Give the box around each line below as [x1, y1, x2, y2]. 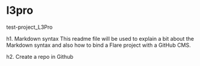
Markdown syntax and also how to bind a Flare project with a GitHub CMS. [6, 41, 191, 49]
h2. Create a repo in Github [6, 53, 73, 60]
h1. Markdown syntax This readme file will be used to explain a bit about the [6, 35, 195, 42]
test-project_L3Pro [6, 23, 53, 31]
